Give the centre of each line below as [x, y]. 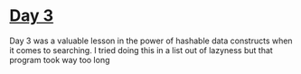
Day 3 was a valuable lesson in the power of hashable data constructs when [151, 41]
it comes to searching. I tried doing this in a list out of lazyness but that [141, 50]
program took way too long [60, 60]
